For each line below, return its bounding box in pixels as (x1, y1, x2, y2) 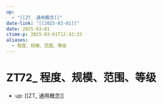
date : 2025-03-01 (6, 25, 50, 32)
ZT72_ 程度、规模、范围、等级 (6, 71, 156, 85)
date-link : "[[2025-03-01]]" (6, 20, 80, 26)
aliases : (6, 37, 28, 43)
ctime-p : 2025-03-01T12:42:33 (6, 32, 83, 38)
